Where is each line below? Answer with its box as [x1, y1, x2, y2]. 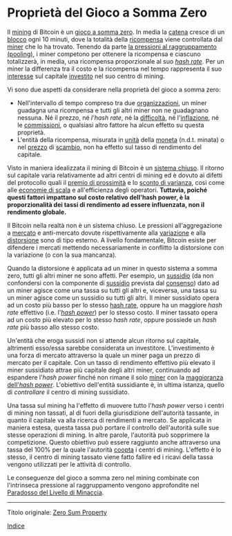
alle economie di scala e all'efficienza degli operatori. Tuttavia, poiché [7, 186, 208, 194]
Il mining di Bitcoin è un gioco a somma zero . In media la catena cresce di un [7, 28, 225, 36]
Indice [7, 521, 26, 530]
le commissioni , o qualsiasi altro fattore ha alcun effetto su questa [17, 120, 204, 129]
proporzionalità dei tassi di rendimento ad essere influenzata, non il [7, 200, 205, 208]
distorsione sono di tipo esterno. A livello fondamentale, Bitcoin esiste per [7, 235, 217, 244]
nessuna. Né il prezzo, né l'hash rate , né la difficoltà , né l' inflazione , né [17, 113, 220, 122]
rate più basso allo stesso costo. [7, 323, 99, 331]
